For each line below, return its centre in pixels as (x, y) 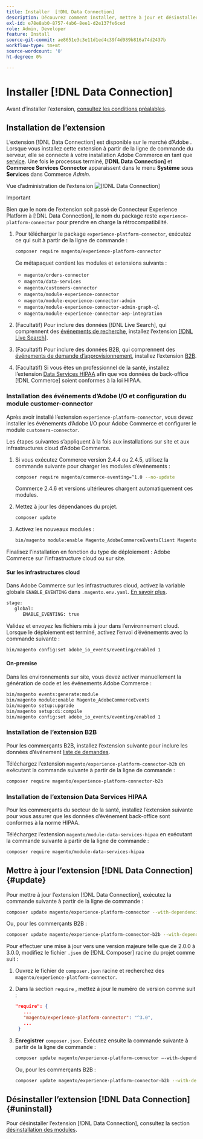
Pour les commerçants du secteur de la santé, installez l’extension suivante (100, 810)
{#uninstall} (29, 1108)
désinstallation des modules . (42, 1130)
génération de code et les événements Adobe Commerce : (79, 683)
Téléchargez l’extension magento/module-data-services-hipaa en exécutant (99, 834)
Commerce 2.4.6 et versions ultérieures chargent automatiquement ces (104, 489)
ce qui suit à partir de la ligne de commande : (71, 240)
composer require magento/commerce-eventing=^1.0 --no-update (95, 477)
